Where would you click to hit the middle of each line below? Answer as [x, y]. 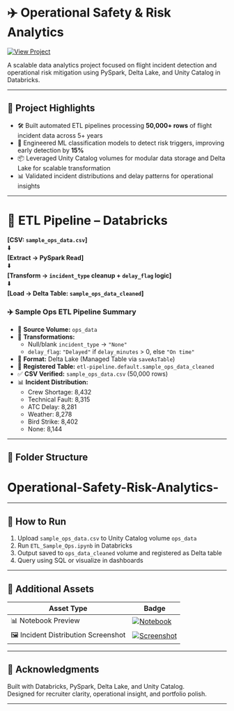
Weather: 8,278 [50, 414]
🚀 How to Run [37, 521]
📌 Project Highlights [51, 108]
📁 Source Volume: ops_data [57, 329]
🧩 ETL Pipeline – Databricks [88, 220]
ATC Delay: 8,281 [52, 406]
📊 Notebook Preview [45, 621]
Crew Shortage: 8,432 [60, 392]
